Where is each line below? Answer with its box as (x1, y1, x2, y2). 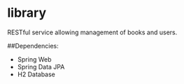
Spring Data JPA (17, 62, 65, 71)
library (7, 5, 47, 21)
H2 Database (17, 70, 56, 78)
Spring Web (17, 55, 52, 64)
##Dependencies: (7, 41, 59, 50)
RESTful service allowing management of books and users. (7, 28, 178, 36)
